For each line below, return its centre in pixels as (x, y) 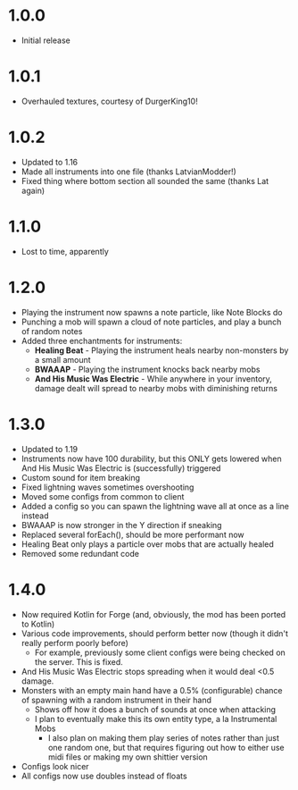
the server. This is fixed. (79, 661)
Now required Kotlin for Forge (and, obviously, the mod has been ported (153, 614)
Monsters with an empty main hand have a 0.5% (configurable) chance (152, 690)
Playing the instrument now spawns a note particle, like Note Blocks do (152, 312)
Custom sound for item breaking (80, 477)
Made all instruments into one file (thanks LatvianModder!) (129, 172)
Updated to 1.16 (50, 162)
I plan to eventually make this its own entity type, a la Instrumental (156, 719)
